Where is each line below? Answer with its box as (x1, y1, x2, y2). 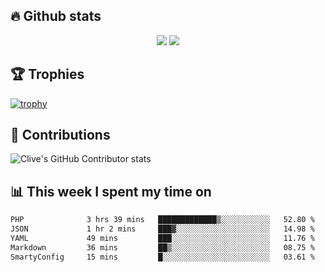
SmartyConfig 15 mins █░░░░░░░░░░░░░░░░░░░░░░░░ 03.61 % (10, 252, 315, 262)
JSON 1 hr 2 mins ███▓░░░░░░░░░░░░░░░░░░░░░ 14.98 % (10, 224, 315, 234)
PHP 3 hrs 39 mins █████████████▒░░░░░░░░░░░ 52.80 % (10, 215, 315, 225)
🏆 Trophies (10, 66, 85, 83)
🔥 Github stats (10, 8, 102, 25)
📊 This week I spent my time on (10, 183, 212, 200)
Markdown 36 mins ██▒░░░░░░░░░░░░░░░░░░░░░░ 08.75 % (10, 242, 315, 253)
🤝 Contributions (10, 127, 111, 144)
